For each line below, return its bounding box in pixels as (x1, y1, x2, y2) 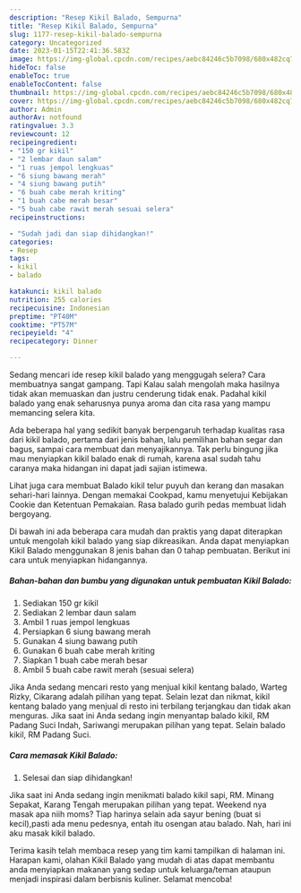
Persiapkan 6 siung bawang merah (21, 626, 151, 637)
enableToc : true (9, 72, 70, 81)
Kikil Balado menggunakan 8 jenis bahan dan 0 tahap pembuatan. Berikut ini (9, 545, 291, 555)
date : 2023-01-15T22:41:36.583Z (9, 47, 130, 56)
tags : (9, 254, 30, 263)
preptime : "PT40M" (9, 312, 78, 321)
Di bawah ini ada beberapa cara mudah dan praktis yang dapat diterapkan (9, 526, 283, 537)
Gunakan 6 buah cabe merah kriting (21, 645, 155, 656)
